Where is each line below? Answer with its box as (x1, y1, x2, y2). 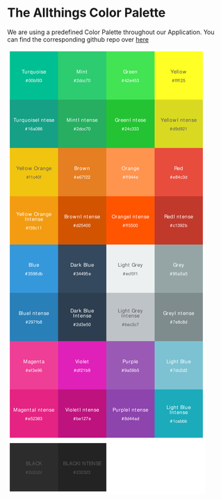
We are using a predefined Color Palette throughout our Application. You (7, 28, 215, 36)
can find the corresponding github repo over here (7, 35, 149, 43)
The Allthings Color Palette (7, 5, 166, 21)
